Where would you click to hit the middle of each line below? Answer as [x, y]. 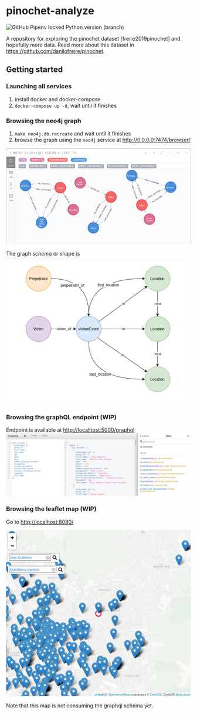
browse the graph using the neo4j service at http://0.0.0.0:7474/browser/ [102, 140]
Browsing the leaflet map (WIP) [51, 509]
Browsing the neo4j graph [44, 121]
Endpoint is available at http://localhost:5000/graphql [70, 430]
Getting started [35, 70]
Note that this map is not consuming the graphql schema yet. [80, 706]
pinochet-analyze [50, 11]
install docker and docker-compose [57, 99]
